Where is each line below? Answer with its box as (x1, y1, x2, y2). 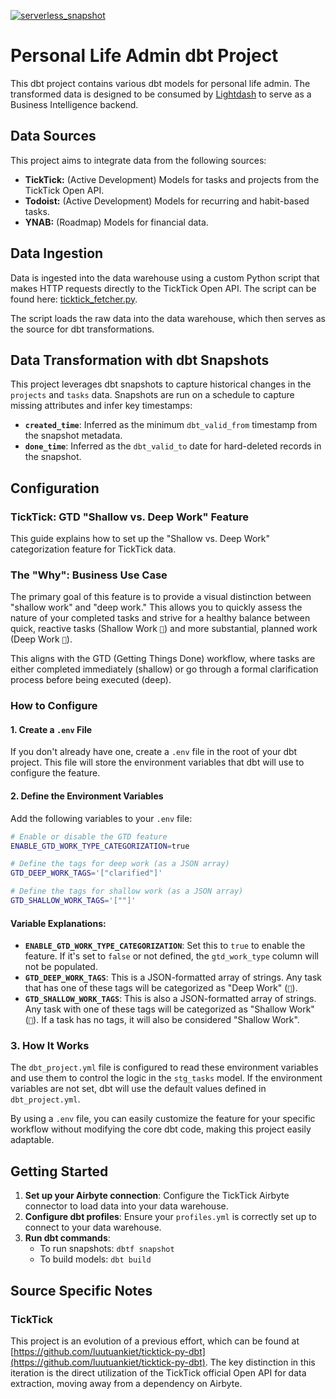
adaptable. (10, 1134, 55, 1146)
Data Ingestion (10, 245, 104, 262)
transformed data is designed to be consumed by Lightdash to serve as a (10, 88, 312, 100)
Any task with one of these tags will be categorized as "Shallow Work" (24, 1003, 315, 1015)
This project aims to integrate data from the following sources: (10, 154, 267, 166)
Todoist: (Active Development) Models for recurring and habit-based (24, 195, 310, 207)
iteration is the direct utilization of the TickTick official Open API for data (10, 1366, 307, 1379)
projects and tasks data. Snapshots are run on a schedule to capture (10, 389, 295, 401)
